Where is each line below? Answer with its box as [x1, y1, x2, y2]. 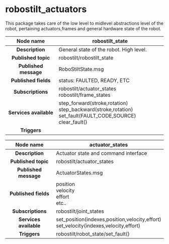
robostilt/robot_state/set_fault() [56, 230, 130, 237]
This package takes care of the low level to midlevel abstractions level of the [5, 20, 163, 26]
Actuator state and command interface [56, 150, 147, 157]
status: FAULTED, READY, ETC [58, 77, 130, 84]
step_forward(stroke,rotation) [58, 99, 128, 106]
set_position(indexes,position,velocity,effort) [56, 216, 161, 223]
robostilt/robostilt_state [58, 54, 114, 61]
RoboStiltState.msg [58, 66, 104, 73]
